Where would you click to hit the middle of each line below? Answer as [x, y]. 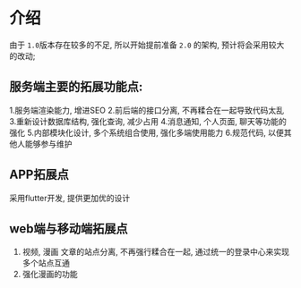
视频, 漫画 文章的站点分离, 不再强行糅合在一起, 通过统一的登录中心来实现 [155, 252]
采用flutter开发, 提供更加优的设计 [70, 198]
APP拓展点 [39, 175]
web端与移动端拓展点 [69, 229]
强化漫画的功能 [50, 275]
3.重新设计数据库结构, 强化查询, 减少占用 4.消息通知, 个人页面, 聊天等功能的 [148, 121]
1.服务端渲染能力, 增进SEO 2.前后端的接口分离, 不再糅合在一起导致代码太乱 [147, 110]
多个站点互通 [46, 263]
